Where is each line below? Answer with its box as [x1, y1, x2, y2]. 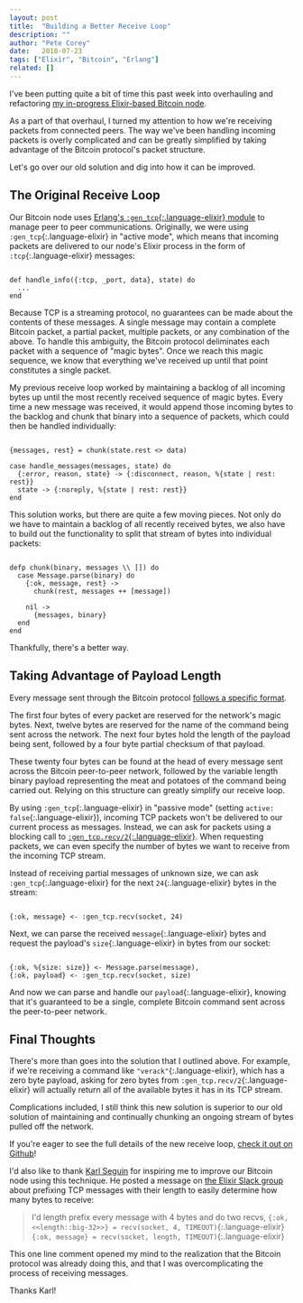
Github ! [9, 1148, 37, 1160]
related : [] [9, 64, 54, 73]
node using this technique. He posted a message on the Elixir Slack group [9, 1175, 284, 1187]
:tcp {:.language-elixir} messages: [9, 250, 135, 261]
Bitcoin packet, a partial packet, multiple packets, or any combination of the [9, 326, 290, 337]
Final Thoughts [9, 1031, 96, 1047]
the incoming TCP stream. [9, 850, 106, 861]
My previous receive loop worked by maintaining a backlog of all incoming [9, 382, 286, 393]
